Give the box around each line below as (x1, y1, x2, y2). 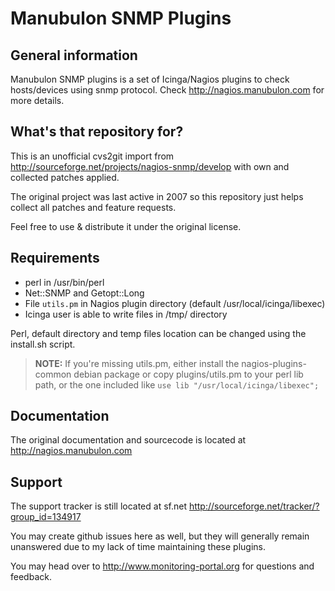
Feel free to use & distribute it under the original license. (10, 220, 242, 232)
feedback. (10, 571, 52, 583)
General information (10, 47, 138, 64)
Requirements (10, 250, 100, 267)
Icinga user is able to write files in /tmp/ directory (24, 308, 228, 320)
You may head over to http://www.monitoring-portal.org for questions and (10, 560, 315, 572)
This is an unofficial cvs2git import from (10, 150, 175, 162)
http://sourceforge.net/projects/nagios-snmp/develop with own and (10, 160, 290, 172)
